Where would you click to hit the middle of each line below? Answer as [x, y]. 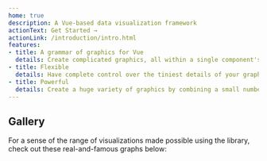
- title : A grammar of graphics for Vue [76, 52]
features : [25, 45]
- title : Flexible [39, 67]
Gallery [27, 121]
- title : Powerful [39, 82]
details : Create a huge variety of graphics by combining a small [128, 89]
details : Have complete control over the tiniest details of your [128, 75]
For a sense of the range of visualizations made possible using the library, [129, 140]
